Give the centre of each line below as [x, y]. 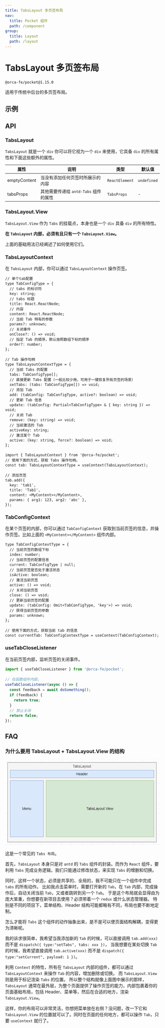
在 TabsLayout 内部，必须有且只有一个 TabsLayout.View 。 [62, 234]
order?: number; [26, 344]
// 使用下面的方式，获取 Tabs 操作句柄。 [42, 460]
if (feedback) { [26, 695]
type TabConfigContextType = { [37, 545]
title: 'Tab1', [25, 490]
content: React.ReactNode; [37, 314]
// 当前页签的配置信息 [29, 560]
